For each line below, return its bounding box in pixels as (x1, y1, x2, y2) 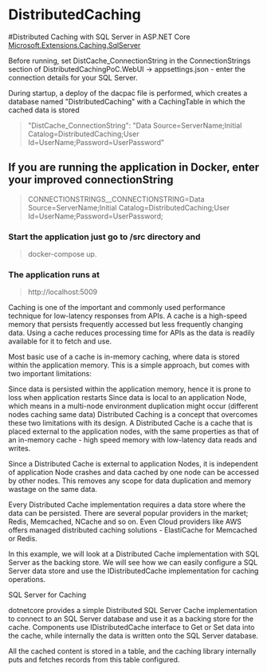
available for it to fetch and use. (8, 336, 112, 346)
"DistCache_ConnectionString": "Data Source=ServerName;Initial (27, 120, 242, 130)
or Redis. (8, 534, 37, 544)
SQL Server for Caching (8, 590, 87, 599)
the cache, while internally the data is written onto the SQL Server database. (8, 631, 259, 641)
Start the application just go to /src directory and (8, 231, 201, 242)
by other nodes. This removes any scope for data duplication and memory (8, 476, 252, 485)
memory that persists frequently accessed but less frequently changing (8, 320, 243, 329)
